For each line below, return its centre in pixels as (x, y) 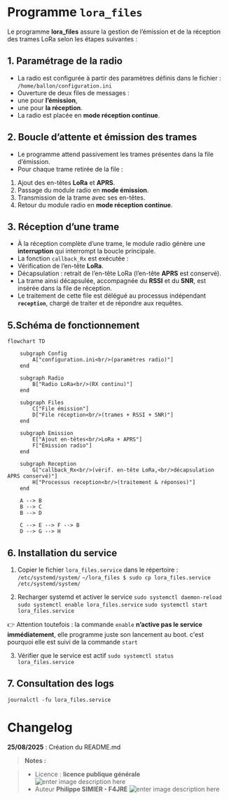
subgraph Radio (42, 378)
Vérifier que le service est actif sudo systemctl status (95, 655)
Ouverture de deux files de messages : (73, 92)
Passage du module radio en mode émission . (83, 190)
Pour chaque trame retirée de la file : (70, 169)
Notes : (35, 760)
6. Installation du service (62, 553)
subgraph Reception (48, 464)
